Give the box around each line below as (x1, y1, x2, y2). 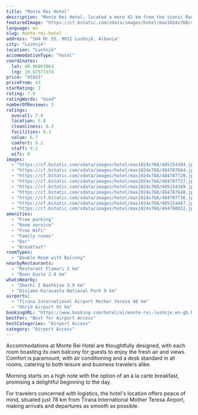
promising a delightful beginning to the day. (6, 379, 112, 386)
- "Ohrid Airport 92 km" (11, 304, 72, 310)
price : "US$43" (6, 74, 44, 80)
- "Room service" (11, 222, 54, 228)
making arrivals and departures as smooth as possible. (6, 403, 140, 410)
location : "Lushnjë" (6, 47, 57, 53)
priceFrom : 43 (6, 80, 41, 86)
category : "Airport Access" (6, 326, 75, 332)
